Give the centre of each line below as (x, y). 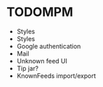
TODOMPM (40, 12)
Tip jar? (28, 68)
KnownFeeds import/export (56, 76)
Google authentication (49, 46)
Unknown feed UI (42, 61)
